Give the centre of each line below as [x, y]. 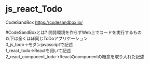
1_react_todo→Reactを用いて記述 [38, 50]
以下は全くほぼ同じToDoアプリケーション [47, 38]
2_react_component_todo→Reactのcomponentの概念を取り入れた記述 [75, 56]
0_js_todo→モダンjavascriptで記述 [39, 44]
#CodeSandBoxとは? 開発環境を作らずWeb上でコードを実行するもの [74, 32]
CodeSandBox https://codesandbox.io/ [44, 22]
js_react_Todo [34, 9]
